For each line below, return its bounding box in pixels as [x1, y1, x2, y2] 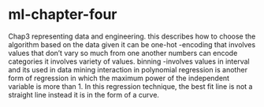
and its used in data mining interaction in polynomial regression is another [8, 65, 248, 74]
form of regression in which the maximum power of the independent [8, 73, 230, 83]
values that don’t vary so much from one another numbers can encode [8, 48, 238, 57]
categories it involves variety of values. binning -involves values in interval [8, 57, 250, 66]
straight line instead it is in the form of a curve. [8, 90, 160, 99]
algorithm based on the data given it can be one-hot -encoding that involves [8, 39, 256, 49]
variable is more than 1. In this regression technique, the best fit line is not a [8, 81, 253, 91]
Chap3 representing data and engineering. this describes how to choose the [8, 31, 256, 41]
